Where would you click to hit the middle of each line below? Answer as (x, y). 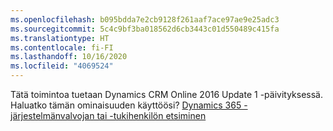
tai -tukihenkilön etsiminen (151, 115)
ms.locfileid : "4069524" (62, 66)
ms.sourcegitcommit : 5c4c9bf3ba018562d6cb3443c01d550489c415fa (145, 29)
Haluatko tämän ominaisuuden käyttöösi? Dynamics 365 (126, 105)
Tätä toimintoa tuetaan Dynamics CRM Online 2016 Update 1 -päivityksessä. (166, 94)
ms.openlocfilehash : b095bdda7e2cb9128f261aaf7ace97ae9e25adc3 (145, 19)
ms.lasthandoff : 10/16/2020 (69, 57)
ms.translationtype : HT (60, 38)
